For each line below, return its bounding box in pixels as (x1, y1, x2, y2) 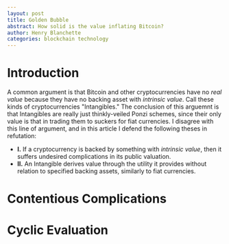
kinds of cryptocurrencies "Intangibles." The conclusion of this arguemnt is (7, 102, 219, 111)
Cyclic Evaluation (7, 223, 108, 238)
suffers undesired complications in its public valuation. (16, 153, 171, 161)
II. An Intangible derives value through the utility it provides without (16, 159, 207, 168)
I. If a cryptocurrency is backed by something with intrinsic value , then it (16, 145, 222, 153)
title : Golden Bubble (7, 16, 69, 23)
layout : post (7, 10, 45, 17)
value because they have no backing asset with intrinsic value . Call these (7, 96, 214, 104)
